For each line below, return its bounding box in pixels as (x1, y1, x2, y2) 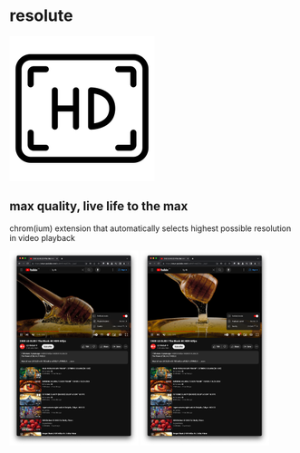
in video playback (9, 232, 75, 243)
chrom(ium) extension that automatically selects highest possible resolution (9, 223, 292, 234)
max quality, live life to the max (9, 198, 189, 214)
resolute (9, 5, 73, 26)
